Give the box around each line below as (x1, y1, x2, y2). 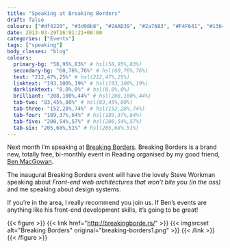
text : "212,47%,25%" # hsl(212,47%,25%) (13, 73, 130, 81)
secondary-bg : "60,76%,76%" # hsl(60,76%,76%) (13, 67, 149, 74)
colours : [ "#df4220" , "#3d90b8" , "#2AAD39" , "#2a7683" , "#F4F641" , (7, 23, 204, 29)
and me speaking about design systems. (7, 185, 121, 193)
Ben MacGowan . (7, 158, 54, 166)
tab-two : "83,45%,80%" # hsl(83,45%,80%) (13, 99, 133, 106)
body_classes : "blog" (7, 49, 69, 55)
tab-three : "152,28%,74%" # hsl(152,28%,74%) (13, 105, 146, 112)
